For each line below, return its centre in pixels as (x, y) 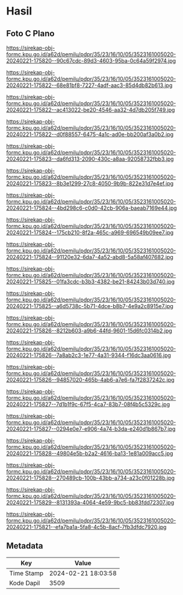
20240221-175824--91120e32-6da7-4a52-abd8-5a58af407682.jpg (90, 257)
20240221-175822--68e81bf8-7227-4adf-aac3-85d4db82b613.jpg (89, 85)
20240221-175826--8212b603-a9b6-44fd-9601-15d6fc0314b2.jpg (89, 331)
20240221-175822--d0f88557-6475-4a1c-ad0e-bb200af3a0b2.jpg (90, 134)
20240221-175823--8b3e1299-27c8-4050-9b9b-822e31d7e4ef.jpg (90, 183)
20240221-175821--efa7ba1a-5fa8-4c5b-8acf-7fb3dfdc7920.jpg (86, 527)
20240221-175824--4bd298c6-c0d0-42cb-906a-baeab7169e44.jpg (92, 208)
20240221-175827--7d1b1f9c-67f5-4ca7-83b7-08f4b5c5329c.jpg (88, 404)
